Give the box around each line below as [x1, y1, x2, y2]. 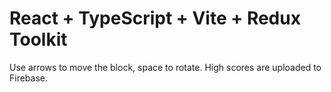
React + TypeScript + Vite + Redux [9, 7, 301, 30]
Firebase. [9, 72, 49, 84]
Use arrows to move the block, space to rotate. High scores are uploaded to [9, 61, 322, 73]
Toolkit [9, 28, 68, 51]
